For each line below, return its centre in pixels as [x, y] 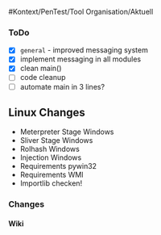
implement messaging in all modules [80, 59]
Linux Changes [47, 113]
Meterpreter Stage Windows [67, 132]
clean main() [41, 69]
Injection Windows [51, 157]
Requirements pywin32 [58, 166]
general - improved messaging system [84, 50]
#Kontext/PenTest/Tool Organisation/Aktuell [81, 12]
